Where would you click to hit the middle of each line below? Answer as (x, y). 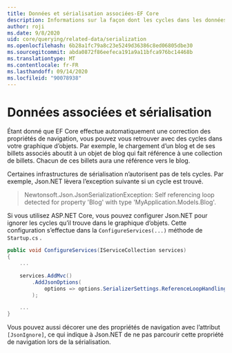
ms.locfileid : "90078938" (44, 78)
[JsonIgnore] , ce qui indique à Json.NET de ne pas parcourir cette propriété (116, 335)
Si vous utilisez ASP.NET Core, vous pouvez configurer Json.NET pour (107, 216)
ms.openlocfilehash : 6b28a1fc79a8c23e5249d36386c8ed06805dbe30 (100, 46)
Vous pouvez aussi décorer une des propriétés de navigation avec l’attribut (114, 327)
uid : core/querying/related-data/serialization (77, 39)
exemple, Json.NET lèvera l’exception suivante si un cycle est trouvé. (105, 181)
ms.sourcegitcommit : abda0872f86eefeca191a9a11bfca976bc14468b (100, 53)
